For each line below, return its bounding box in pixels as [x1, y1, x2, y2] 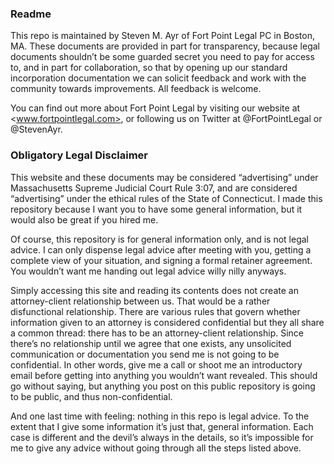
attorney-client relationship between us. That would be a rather [10, 295, 271, 307]
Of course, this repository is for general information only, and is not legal [10, 233, 309, 245]
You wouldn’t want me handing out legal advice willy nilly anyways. [10, 265, 287, 277]
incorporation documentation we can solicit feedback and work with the [10, 72, 307, 84]
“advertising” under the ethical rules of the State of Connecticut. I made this [10, 192, 323, 204]
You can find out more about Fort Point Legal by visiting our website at [10, 102, 301, 114]
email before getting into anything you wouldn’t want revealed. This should [10, 369, 318, 381]
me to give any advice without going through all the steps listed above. [10, 442, 302, 454]
